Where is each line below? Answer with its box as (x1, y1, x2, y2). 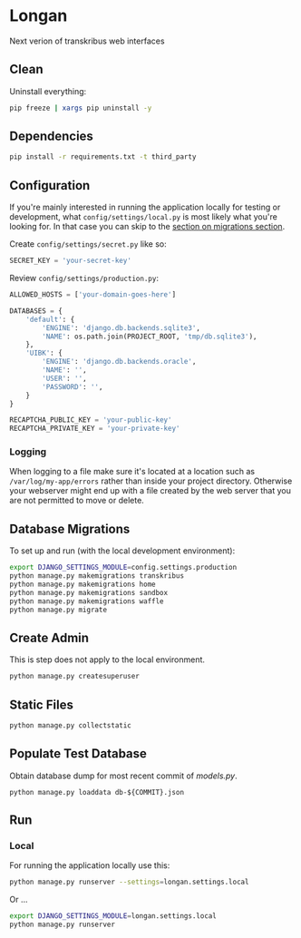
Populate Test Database (9, 746, 148, 762)
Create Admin (9, 630, 89, 645)
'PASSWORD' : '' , (42, 382, 103, 391)
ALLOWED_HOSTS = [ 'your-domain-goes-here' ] (9, 290, 177, 299)
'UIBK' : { (25, 348, 63, 358)
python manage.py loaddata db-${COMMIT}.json (9, 787, 184, 796)
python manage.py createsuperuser (9, 672, 141, 681)
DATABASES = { (9, 306, 63, 316)
